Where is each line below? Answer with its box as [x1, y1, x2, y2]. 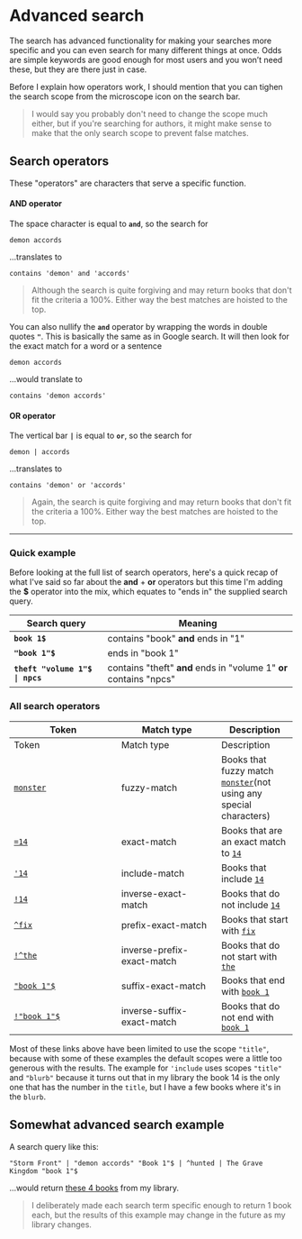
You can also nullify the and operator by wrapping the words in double [9, 321, 268, 332]
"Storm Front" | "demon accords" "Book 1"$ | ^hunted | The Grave [9, 1159, 263, 1168]
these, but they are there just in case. [9, 64, 147, 75]
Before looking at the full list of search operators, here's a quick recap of [9, 567, 279, 578]
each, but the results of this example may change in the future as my [31, 1209, 286, 1220]
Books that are [221, 824, 283, 836]
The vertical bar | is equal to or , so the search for [9, 430, 192, 442]
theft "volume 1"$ [13, 664, 93, 674]
